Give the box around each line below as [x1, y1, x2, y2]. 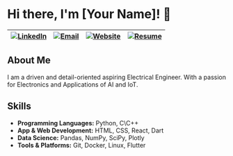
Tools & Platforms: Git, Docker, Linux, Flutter [17, 141, 146, 149]
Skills [7, 101, 31, 112]
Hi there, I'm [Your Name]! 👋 [7, 6, 172, 22]
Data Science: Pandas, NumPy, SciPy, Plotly [17, 133, 145, 141]
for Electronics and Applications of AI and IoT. [7, 80, 138, 89]
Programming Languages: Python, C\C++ [17, 119, 139, 127]
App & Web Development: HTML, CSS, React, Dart [17, 126, 164, 135]
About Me [7, 55, 51, 67]
